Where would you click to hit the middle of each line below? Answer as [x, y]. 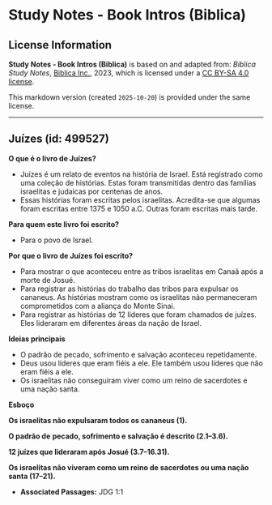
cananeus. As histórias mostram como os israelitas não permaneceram [138, 297]
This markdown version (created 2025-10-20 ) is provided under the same [130, 97]
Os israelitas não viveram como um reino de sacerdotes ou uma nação [129, 467]
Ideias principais [37, 339]
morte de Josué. [47, 280]
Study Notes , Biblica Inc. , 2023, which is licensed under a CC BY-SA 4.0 [129, 73]
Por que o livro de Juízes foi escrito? [71, 255]
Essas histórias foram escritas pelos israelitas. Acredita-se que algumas [140, 199]
